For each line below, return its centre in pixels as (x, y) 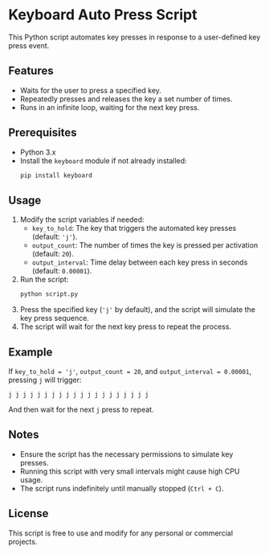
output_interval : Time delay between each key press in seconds (140, 262)
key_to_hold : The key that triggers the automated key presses (134, 228)
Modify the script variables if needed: (82, 220)
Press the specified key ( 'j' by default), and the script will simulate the (137, 310)
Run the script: (44, 280)
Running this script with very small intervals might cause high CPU (130, 471)
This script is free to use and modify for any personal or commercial (121, 533)
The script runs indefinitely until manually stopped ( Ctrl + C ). (122, 488)
